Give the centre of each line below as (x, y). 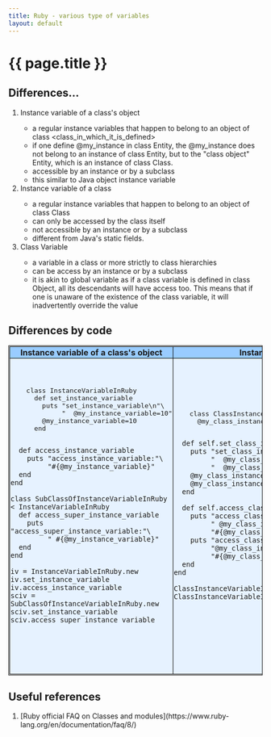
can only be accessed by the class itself (98, 221)
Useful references (54, 696)
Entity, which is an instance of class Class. (102, 162)
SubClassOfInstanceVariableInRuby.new (85, 604)
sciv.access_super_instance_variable (83, 620)
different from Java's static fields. (88, 238)
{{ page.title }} (58, 63)
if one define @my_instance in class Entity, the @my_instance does (144, 145)
